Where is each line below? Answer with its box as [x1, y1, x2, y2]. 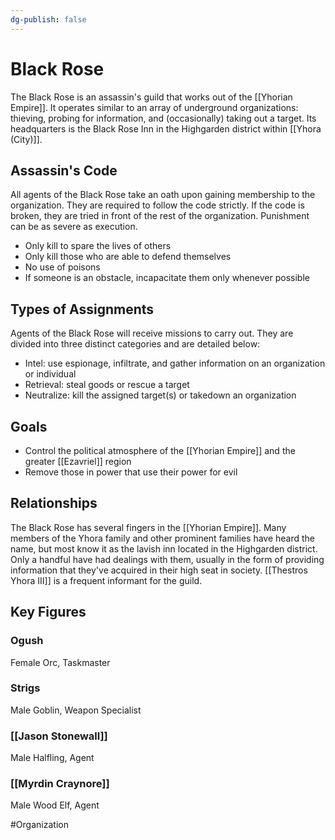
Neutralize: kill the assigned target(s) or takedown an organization [24, 389, 297, 401]
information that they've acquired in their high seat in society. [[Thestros [10, 564, 308, 576]
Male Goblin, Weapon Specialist [10, 704, 142, 716]
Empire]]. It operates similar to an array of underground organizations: [10, 101, 299, 113]
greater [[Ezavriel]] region [24, 456, 132, 467]
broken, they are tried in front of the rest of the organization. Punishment [10, 210, 310, 222]
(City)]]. [10, 133, 43, 145]
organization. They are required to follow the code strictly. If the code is [10, 199, 305, 211]
